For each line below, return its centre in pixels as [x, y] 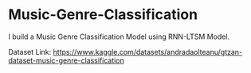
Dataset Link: [30, 52]
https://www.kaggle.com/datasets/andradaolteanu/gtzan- [148, 52]
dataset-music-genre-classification [67, 60]
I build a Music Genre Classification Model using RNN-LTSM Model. [119, 36]
